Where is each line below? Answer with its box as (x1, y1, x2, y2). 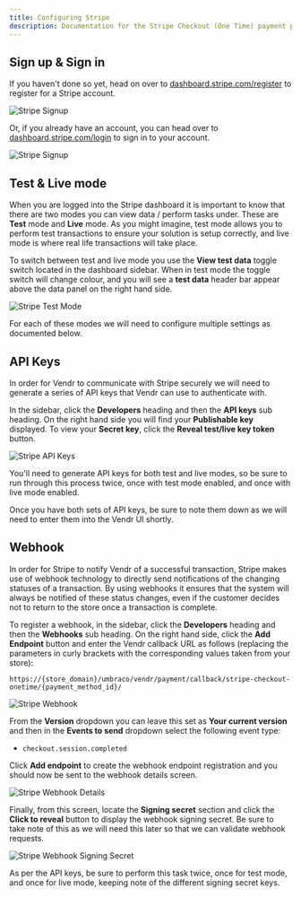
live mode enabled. (9, 486, 80, 498)
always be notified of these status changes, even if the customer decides (9, 592, 280, 603)
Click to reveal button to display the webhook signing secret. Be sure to (9, 814, 275, 824)
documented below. (9, 328, 82, 339)
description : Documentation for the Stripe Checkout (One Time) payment (9, 22, 287, 30)
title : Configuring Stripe (9, 13, 110, 22)
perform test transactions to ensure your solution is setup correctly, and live (9, 228, 289, 239)
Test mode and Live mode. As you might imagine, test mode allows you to (9, 219, 283, 230)
